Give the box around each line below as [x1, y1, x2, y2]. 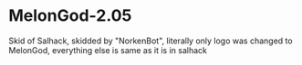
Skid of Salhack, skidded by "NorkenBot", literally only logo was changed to [8, 35, 293, 46]
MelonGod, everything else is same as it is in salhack [8, 44, 207, 55]
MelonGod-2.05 [8, 5, 132, 26]
